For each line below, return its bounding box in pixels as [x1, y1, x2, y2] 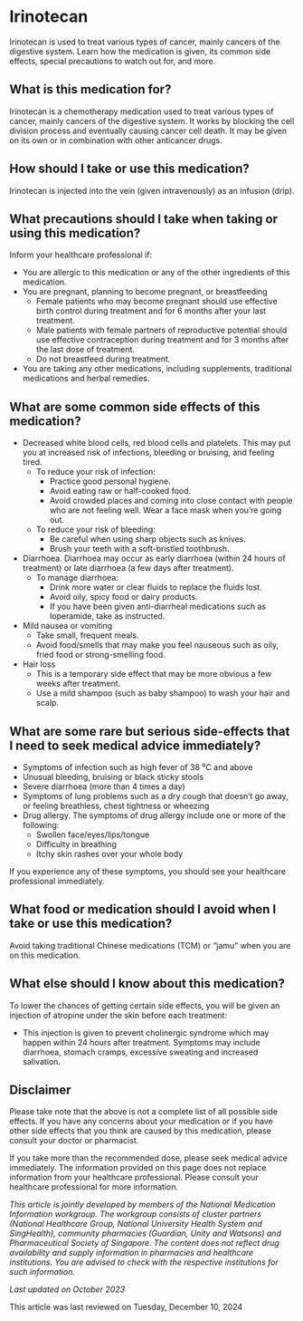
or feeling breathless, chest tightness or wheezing [22, 800, 210, 811]
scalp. [35, 698, 59, 709]
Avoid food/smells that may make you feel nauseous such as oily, [35, 640, 279, 651]
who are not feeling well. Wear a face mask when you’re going [49, 505, 282, 516]
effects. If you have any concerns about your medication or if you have [9, 1116, 273, 1127]
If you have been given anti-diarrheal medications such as [49, 601, 267, 612]
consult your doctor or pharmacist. [9, 1135, 139, 1146]
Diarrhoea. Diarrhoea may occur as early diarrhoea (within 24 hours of [22, 553, 287, 564]
